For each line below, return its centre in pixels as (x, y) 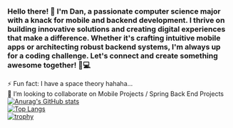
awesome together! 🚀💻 (49, 65)
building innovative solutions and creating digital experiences (116, 29)
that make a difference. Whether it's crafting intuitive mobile (114, 38)
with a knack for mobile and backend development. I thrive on (116, 20)
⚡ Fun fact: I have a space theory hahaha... (70, 84)
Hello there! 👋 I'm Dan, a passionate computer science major (114, 11)
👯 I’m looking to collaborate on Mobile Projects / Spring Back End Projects (116, 94)
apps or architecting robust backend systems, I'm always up (114, 47)
